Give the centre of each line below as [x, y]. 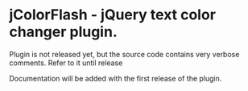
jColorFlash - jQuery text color [113, 15]
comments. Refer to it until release [66, 63]
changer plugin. [63, 32]
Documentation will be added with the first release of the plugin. [116, 78]
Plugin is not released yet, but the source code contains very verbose [124, 54]
